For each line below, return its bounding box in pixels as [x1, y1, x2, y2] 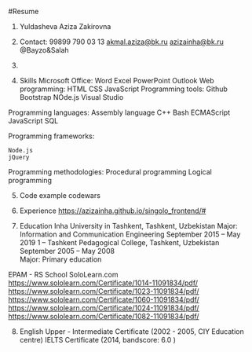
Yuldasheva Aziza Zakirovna [19, 22, 111, 31]
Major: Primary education [19, 255, 102, 264]
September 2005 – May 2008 [19, 247, 115, 255]
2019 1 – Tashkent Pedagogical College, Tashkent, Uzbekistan [19, 238, 220, 247]
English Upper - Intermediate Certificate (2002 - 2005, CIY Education [19, 327, 245, 336]
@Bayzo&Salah [19, 46, 69, 54]
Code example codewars [19, 191, 100, 200]
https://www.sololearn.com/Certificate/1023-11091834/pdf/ [8, 287, 199, 295]
